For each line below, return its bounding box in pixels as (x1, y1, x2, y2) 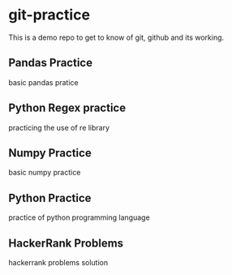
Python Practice (8, 191, 92, 204)
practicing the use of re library (8, 122, 110, 132)
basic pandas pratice (8, 77, 79, 87)
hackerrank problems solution (8, 258, 108, 267)
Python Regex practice (8, 101, 127, 115)
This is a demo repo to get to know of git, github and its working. (8, 32, 225, 42)
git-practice (8, 6, 91, 24)
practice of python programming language (8, 213, 150, 222)
